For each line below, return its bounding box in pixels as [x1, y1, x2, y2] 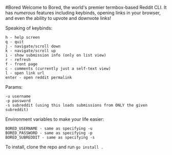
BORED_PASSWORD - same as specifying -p [5, 131, 93, 136]
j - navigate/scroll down [5, 44, 60, 49]
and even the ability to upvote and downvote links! [5, 15, 112, 21]
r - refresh [5, 57, 31, 62]
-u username [5, 94, 31, 99]
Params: [5, 84, 23, 90]
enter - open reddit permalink [5, 75, 72, 80]
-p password [5, 98, 31, 104]
